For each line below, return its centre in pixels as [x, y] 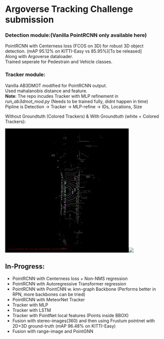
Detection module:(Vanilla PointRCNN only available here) [76, 35]
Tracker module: [25, 74]
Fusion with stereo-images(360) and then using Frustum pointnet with [83, 321]
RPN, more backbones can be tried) [49, 294]
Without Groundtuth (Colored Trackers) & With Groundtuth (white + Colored [82, 116]
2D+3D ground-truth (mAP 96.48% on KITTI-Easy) [64, 326]
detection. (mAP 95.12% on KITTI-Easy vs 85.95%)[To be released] [74, 51]
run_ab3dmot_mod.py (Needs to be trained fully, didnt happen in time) [77, 101]
